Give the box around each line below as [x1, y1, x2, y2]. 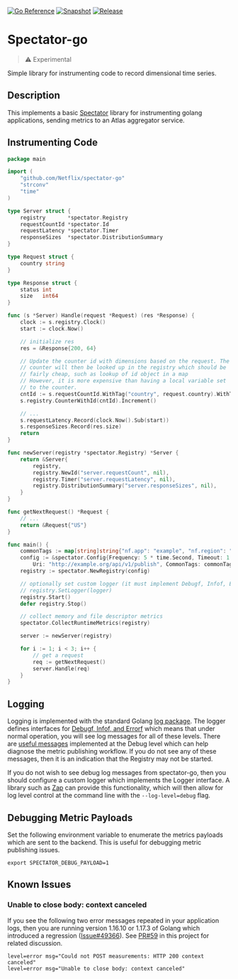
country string [20, 260, 65, 267]
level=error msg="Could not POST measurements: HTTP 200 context [7, 953, 204, 960]
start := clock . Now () [20, 325, 84, 332]
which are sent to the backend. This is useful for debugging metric [7, 838, 202, 846]
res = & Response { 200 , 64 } [20, 345, 97, 352]
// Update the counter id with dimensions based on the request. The [20, 358, 230, 365]
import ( [7, 168, 33, 176]
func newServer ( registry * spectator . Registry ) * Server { [7, 449, 179, 456]
